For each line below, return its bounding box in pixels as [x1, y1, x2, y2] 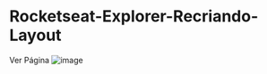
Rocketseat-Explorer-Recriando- [9, 6, 259, 27]
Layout [9, 25, 62, 45]
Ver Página [9, 54, 50, 65]
